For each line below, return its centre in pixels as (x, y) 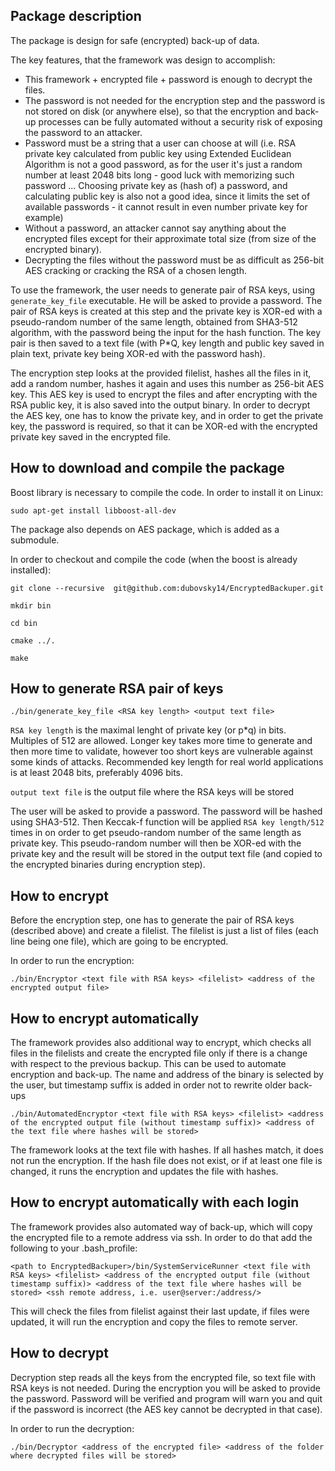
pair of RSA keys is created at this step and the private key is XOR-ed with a (166, 311)
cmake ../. (33, 640)
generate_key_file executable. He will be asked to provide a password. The (166, 300)
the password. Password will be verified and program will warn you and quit (166, 1398)
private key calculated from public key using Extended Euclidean (158, 153)
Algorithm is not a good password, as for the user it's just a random (163, 164)
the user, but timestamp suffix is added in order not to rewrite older (148, 1085)
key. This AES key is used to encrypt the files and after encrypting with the (164, 394)
